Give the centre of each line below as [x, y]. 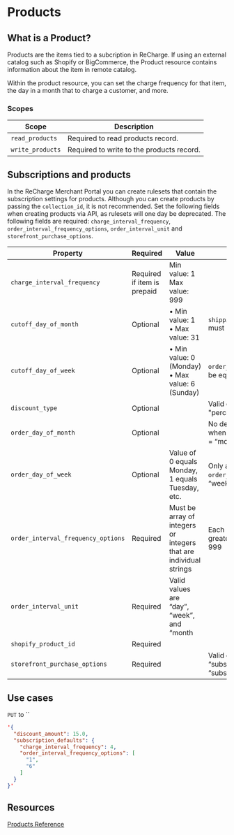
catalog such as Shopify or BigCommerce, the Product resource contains [112, 62]
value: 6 [182, 384]
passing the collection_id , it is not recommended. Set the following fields [114, 206]
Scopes [20, 108]
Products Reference [36, 825]
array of [182, 516]
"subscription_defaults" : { [54, 740]
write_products [36, 150]
